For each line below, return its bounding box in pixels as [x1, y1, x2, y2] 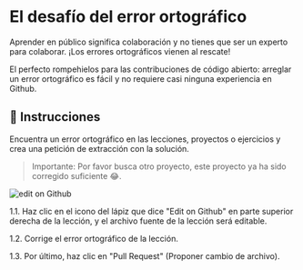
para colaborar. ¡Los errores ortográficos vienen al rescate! [9, 45, 231, 56]
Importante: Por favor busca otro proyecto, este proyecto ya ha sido [31, 161, 287, 172]
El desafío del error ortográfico [9, 6, 247, 27]
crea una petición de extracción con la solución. [9, 143, 189, 154]
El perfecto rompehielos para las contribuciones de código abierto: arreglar [9, 64, 292, 75]
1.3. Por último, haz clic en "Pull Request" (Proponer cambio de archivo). [9, 250, 280, 261]
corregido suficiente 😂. [31, 170, 122, 181]
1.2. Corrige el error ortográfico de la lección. [9, 233, 179, 244]
